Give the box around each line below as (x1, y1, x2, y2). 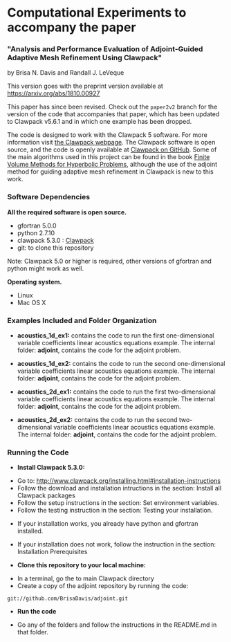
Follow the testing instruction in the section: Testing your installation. (17, 506, 213, 515)
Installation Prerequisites (17, 548, 88, 556)
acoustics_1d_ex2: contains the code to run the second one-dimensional (17, 360, 225, 368)
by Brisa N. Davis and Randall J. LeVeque (7, 68, 124, 77)
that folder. (17, 628, 48, 636)
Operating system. (7, 277, 62, 286)
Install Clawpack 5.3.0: (17, 464, 85, 472)
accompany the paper (7, 19, 136, 35)
